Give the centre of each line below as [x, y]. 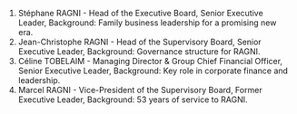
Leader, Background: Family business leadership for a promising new [147, 23]
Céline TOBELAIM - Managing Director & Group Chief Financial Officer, [150, 61]
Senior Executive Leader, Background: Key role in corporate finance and [153, 71]
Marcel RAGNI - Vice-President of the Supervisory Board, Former [140, 90]
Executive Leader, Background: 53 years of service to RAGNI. [133, 100]
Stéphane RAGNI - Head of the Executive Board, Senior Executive [140, 13]
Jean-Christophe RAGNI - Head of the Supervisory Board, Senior [139, 42]
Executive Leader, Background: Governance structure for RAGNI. [139, 52]
